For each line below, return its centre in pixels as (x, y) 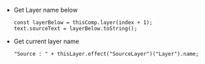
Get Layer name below (45, 10)
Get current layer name (46, 41)
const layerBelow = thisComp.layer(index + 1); (83, 23)
